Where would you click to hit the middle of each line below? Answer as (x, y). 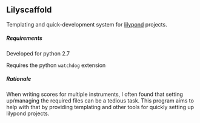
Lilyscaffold (29, 10)
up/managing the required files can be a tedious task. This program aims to (100, 100)
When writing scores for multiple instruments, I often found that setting (95, 94)
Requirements (24, 38)
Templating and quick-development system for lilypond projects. (87, 24)
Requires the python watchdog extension (56, 65)
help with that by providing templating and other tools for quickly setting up (100, 107)
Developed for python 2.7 (38, 53)
